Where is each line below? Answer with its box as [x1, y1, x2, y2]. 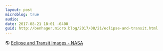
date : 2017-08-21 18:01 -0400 [5, 21, 69, 26]
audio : [5, 16, 19, 21]
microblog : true [5, 12, 39, 17]
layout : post [5, 7, 33, 12]
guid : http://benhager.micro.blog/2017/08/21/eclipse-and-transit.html [5, 26, 158, 31]
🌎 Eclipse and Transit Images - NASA [5, 40, 84, 46]
